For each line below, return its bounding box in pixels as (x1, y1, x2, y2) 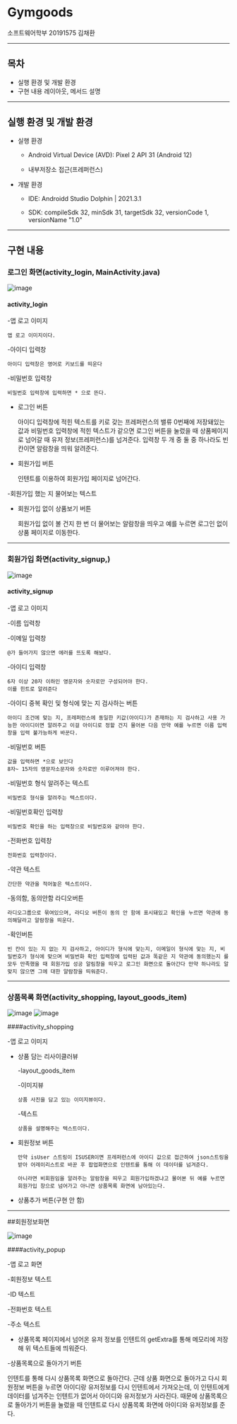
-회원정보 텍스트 (7, 1275, 52, 1284)
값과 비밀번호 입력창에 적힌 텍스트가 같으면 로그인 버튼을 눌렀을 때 (17, 427, 199, 435)
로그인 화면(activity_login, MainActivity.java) (7, 267, 161, 277)
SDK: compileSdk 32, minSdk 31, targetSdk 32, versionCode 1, (28, 208, 209, 216)
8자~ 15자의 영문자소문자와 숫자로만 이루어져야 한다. (7, 765, 141, 772)
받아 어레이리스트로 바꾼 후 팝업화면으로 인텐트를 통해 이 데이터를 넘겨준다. (17, 1162, 209, 1169)
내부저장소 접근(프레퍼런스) (28, 165, 104, 173)
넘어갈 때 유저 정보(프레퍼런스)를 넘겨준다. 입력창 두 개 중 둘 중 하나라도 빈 (25, 436, 229, 444)
